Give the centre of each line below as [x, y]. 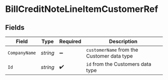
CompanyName [22, 53]
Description [123, 41]
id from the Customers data [119, 64]
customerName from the [112, 50]
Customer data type [109, 56]
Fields [15, 28]
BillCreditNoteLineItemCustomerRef [82, 9]
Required [70, 41]
